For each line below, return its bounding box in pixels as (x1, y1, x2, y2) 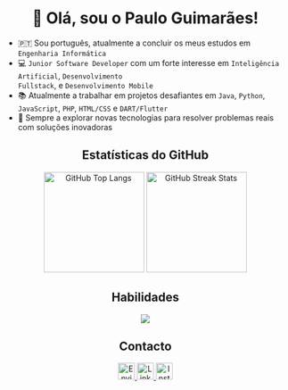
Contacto (119, 338, 172, 353)
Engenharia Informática (17, 49, 107, 58)
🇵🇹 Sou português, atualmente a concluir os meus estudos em (17, 37, 251, 48)
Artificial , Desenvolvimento (17, 71, 123, 81)
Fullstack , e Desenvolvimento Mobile (17, 79, 153, 90)
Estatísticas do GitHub (81, 147, 210, 163)
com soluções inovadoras (17, 121, 113, 132)
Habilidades (111, 290, 180, 305)
